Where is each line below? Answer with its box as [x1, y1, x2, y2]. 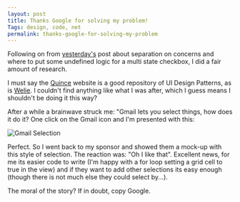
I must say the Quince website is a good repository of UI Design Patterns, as [7, 79, 232, 87]
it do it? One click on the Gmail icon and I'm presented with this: [7, 115, 195, 124]
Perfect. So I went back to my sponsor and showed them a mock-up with [7, 143, 222, 151]
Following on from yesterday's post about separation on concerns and [7, 50, 214, 58]
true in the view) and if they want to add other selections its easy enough [7, 165, 223, 174]
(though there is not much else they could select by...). [7, 173, 168, 181]
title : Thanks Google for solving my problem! [7, 17, 149, 24]
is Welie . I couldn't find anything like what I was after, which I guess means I [7, 86, 231, 95]
